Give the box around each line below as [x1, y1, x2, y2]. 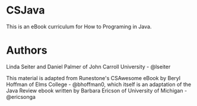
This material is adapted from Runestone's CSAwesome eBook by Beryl [6, 74, 181, 81]
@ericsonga [6, 93, 36, 100]
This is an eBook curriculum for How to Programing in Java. [6, 23, 152, 30]
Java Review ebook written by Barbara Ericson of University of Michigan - [6, 87, 188, 94]
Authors [6, 44, 47, 57]
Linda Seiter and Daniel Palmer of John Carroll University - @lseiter [6, 63, 171, 70]
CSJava [6, 4, 45, 17]
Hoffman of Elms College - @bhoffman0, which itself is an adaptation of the [6, 81, 192, 88]
